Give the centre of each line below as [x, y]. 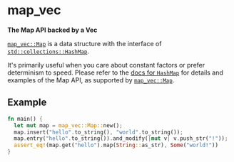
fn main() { [25, 119]
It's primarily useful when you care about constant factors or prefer [106, 65]
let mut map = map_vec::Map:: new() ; [68, 125]
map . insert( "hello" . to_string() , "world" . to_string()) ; [98, 132]
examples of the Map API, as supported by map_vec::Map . [91, 80]
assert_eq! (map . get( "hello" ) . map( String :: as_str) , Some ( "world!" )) [116, 145]
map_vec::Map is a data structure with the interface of [85, 43]
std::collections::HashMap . [49, 51]
